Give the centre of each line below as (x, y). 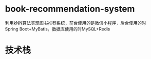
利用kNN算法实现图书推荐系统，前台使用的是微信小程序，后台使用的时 (75, 23)
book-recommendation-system (70, 9)
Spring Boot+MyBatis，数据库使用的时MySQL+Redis (58, 29)
